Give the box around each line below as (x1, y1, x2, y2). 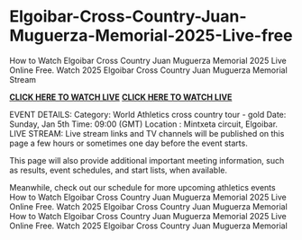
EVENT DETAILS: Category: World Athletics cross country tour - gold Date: (9, 109, 287, 120)
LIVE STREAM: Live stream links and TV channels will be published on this (9, 128, 285, 138)
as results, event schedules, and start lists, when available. (9, 164, 228, 175)
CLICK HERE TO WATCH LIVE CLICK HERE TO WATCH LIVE (9, 92, 233, 102)
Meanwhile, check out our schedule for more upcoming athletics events (9, 182, 277, 192)
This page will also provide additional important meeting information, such (9, 155, 285, 165)
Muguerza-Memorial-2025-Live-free (9, 25, 293, 46)
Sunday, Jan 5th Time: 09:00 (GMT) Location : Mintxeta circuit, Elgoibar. (9, 119, 278, 129)
